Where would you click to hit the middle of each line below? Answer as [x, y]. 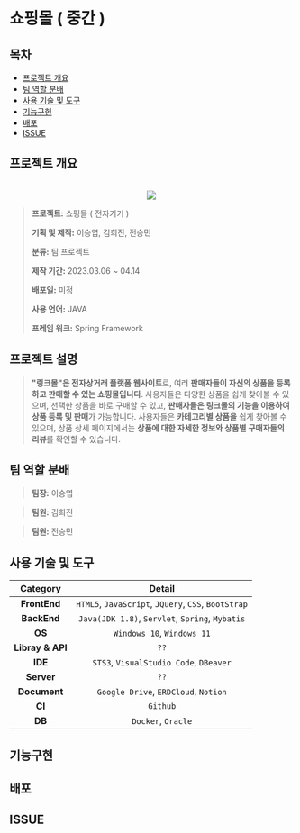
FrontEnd [41, 604]
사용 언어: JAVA [59, 309]
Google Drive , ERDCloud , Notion [162, 692]
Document [41, 692]
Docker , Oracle [162, 721]
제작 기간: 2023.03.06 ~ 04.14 [86, 270]
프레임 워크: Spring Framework [87, 328]
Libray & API [41, 647]
